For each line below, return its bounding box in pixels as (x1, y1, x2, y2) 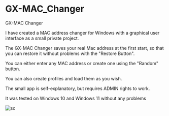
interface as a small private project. (5, 35, 79, 41)
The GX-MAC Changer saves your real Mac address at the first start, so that (5, 45, 164, 51)
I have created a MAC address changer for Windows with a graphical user (5, 30, 160, 36)
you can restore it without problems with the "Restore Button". (5, 50, 135, 56)
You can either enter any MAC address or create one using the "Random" (5, 60, 159, 66)
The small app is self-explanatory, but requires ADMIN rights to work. (5, 85, 150, 92)
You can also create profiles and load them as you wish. (5, 75, 122, 81)
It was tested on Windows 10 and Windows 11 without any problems (5, 95, 146, 101)
